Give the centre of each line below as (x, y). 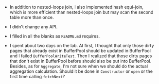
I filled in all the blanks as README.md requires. (55, 36)
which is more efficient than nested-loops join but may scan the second (81, 12)
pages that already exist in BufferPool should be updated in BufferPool (80, 51)
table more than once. (32, 17)
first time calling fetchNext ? (37, 76)
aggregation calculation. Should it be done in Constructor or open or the (81, 71)
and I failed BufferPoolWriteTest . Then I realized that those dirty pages (81, 56)
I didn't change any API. (34, 27)
